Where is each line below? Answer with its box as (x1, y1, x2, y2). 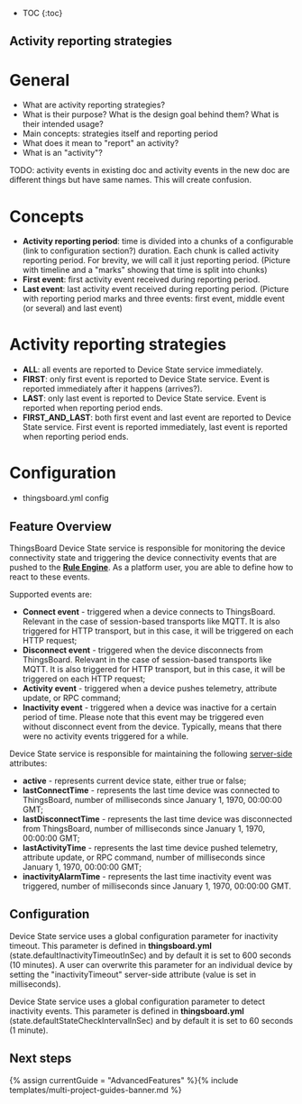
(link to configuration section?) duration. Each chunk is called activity (22, 245, 279, 256)
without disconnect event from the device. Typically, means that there (22, 721, 282, 732)
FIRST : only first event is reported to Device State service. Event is (22, 374, 270, 385)
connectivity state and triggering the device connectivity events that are (9, 552, 278, 562)
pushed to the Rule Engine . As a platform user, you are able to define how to (9, 561, 294, 572)
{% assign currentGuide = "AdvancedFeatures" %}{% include (9, 1074, 239, 1085)
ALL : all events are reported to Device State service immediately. (22, 364, 263, 375)
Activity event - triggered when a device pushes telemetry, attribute (22, 682, 278, 693)
